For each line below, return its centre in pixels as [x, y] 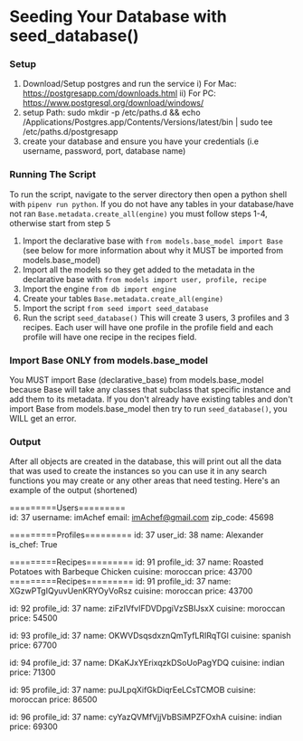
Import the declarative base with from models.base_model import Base [152, 241]
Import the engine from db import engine [99, 289]
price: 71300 [33, 672]
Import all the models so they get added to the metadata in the [138, 270]
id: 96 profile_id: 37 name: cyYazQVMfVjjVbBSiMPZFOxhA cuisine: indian [146, 717]
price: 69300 [34, 727]
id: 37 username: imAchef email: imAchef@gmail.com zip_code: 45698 [142, 518]
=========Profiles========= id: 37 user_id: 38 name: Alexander [137, 535]
